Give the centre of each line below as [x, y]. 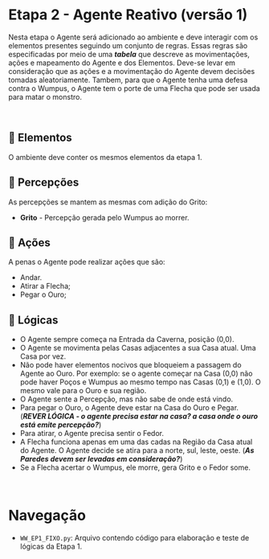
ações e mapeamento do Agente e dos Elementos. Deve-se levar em [122, 63]
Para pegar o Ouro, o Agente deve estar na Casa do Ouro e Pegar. [129, 408]
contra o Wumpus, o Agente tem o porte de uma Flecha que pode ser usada [134, 88]
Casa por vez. [43, 356]
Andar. [31, 277]
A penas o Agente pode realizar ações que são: [87, 262]
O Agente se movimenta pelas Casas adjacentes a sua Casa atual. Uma [138, 348]
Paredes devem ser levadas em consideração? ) [101, 459]
